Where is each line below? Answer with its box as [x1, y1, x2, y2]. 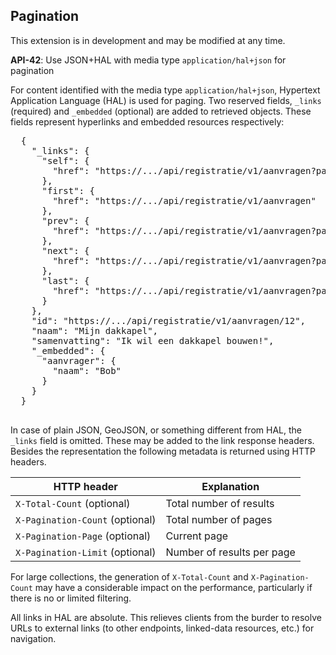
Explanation [201, 479, 260, 493]
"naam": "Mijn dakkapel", [31, 325, 159, 336]
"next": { [41, 245, 90, 256]
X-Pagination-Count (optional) [15, 512, 157, 526]
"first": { [41, 185, 95, 196]
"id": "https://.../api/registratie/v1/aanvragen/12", [31, 315, 307, 326]
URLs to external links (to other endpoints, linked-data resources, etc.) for [10, 622, 315, 634]
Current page [165, 529, 229, 543]
